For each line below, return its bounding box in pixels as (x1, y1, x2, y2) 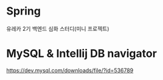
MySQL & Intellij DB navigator (6, 47, 157, 61)
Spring (6, 4, 41, 18)
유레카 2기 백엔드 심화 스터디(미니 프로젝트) (6, 25, 109, 32)
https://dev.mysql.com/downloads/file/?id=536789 (6, 67, 134, 74)
